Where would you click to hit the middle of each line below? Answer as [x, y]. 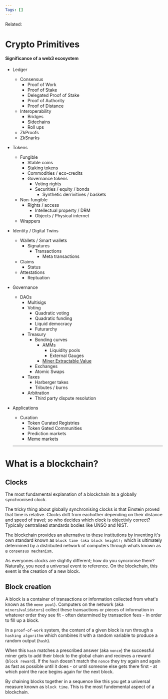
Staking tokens [43, 168]
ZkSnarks [30, 138]
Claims [27, 262]
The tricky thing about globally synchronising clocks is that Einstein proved [82, 509]
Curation [29, 418]
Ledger [20, 70]
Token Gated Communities [55, 428]
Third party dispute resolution [65, 398]
